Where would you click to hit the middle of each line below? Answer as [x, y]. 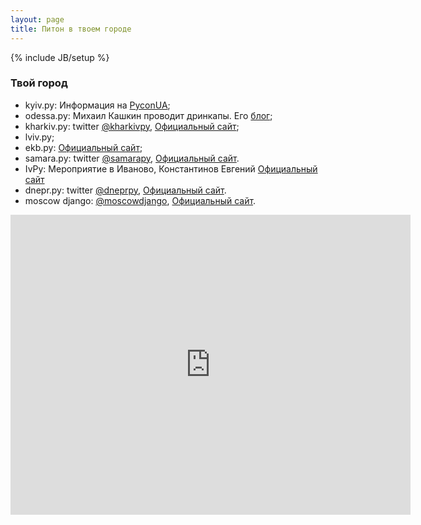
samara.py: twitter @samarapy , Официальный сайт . [132, 158]
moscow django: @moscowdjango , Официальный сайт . [140, 200]
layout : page [37, 19]
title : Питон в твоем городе [71, 29]
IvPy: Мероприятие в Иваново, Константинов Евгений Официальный [171, 168]
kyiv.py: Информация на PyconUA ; [97, 105]
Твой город [39, 83]
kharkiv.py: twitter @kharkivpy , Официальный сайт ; [132, 126]
